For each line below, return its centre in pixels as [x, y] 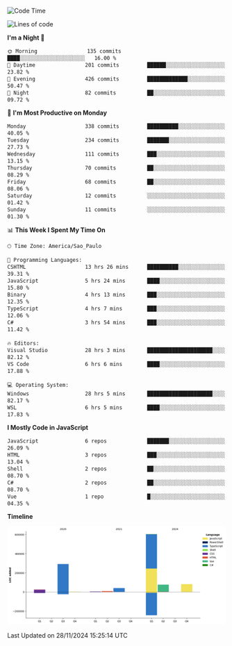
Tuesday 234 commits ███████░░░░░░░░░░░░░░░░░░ [116, 140]
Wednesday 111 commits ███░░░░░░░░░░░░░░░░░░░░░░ [116, 154]
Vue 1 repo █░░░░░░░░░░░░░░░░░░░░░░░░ [116, 497]
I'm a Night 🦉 [26, 38]
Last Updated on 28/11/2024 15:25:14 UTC [68, 636]
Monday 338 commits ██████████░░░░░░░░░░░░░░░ [116, 126]
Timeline [20, 516]
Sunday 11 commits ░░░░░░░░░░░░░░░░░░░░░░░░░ [116, 210]
